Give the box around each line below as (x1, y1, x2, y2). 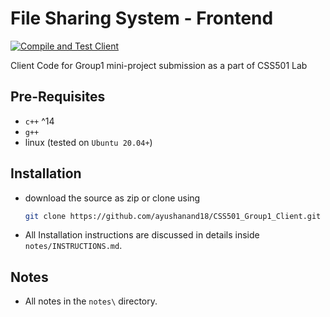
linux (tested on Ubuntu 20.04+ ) (24, 136, 153, 148)
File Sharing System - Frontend (10, 7, 274, 30)
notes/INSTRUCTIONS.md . (24, 240, 123, 252)
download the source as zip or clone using (24, 192, 201, 204)
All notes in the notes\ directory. (24, 295, 158, 307)
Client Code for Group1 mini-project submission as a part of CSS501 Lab (10, 59, 308, 71)
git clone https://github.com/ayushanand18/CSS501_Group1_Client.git (24, 211, 322, 221)
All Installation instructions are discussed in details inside (24, 229, 260, 241)
